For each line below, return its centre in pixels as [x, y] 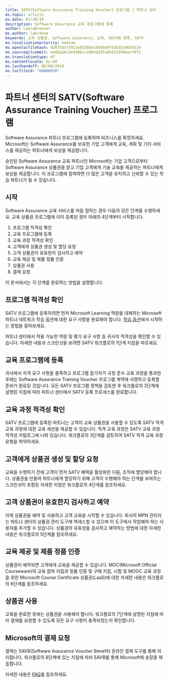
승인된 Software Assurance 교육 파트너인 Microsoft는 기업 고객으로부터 [76, 161]
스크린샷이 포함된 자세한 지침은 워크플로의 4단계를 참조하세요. [66, 485]
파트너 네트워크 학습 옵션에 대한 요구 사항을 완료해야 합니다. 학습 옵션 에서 [77, 319]
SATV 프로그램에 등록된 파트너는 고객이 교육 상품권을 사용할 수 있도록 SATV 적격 [84, 423]
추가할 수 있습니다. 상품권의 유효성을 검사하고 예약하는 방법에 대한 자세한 [90, 528]
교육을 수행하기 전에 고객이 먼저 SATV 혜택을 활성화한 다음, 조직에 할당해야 [79, 472]
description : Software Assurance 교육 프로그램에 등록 [59, 24]
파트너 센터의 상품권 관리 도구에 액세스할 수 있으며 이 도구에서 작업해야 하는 [84, 521]
